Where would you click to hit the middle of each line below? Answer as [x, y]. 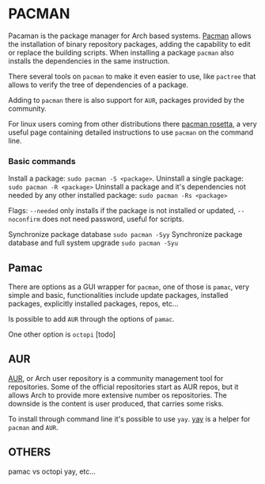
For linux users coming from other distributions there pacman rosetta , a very [132, 124]
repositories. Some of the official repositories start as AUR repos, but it [123, 387]
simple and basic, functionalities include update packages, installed [118, 295]
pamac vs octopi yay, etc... [52, 471]
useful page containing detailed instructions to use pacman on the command [131, 132]
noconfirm [25, 220]
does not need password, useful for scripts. [113, 219]
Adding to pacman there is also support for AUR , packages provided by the [127, 100]
